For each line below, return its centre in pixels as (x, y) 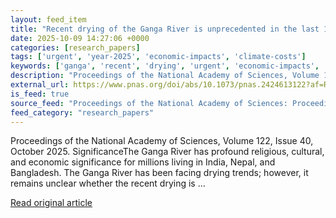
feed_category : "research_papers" (82, 112)
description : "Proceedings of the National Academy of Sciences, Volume (165, 76)
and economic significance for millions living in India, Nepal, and (143, 162)
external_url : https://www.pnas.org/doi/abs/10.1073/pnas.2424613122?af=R (169, 85)
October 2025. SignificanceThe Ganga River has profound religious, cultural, (167, 152)
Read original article (51, 203)
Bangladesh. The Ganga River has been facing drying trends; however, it (159, 173)
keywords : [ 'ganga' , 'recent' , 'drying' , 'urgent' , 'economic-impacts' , (165, 66)
